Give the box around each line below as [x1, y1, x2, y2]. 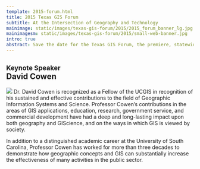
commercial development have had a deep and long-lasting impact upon [6, 113, 185, 120]
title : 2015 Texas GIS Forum [6, 14, 79, 20]
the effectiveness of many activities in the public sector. [6, 156, 143, 163]
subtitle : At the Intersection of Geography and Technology [6, 20, 159, 25]
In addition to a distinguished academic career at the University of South [6, 137, 184, 144]
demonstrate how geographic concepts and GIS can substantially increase [6, 149, 189, 157]
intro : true [6, 36, 36, 42]
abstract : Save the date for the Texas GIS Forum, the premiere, [6, 42, 171, 48]
